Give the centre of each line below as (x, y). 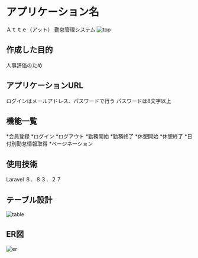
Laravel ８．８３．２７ (34, 180)
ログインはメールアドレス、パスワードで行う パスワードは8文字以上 (89, 101)
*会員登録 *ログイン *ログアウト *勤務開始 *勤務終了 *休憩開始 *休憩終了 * (97, 137)
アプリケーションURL (45, 86)
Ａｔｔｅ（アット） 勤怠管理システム (51, 29)
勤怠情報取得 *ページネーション (55, 144)
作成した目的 (30, 50)
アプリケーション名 (53, 12)
